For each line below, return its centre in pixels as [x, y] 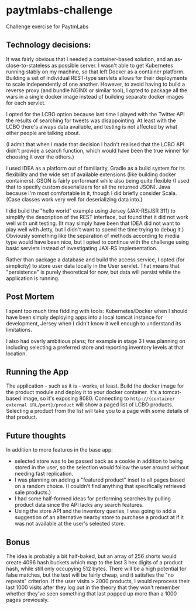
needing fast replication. [44, 474]
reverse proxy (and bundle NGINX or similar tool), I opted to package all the [97, 90]
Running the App [37, 371]
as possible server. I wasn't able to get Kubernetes [112, 65]
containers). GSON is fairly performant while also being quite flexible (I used [98, 180]
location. [17, 354]
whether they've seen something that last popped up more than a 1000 [92, 593]
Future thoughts [36, 435]
